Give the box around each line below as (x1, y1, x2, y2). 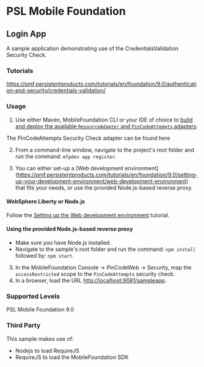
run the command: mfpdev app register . (15, 153, 117, 160)
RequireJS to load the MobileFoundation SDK (15, 353, 129, 361)
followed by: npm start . (15, 252, 75, 259)
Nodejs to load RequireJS (15, 347, 79, 354)
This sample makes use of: (6, 335, 74, 343)
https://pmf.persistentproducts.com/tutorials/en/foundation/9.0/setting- (17, 171, 198, 178)
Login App (6, 29, 46, 39)
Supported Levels (6, 292, 60, 300)
